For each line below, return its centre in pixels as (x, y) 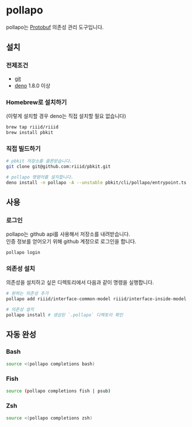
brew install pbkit (30, 132)
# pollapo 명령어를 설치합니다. (40, 177)
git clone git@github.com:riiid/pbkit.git (58, 166)
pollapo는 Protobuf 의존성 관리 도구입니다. (55, 27)
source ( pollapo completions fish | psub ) (58, 391)
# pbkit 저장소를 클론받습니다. (39, 161)
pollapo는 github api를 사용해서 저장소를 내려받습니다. (68, 234)
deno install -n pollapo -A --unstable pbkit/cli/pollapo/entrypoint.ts (96, 182)
